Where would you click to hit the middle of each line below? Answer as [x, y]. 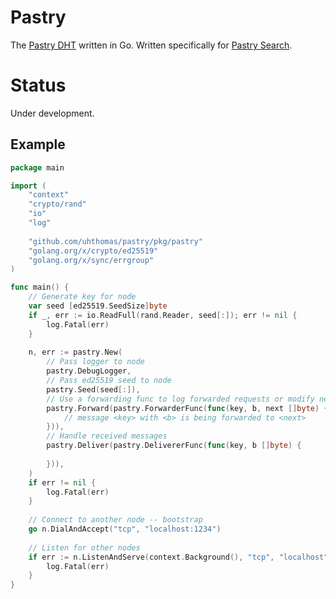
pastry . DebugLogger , [89, 371]
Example [38, 144]
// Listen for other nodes [84, 547]
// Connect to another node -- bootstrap [115, 520]
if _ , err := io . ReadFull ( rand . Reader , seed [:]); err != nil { [163, 315]
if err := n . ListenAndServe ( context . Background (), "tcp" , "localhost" [178, 557]
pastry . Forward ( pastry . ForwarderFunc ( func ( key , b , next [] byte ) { [187, 408]
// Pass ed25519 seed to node [109, 381]
